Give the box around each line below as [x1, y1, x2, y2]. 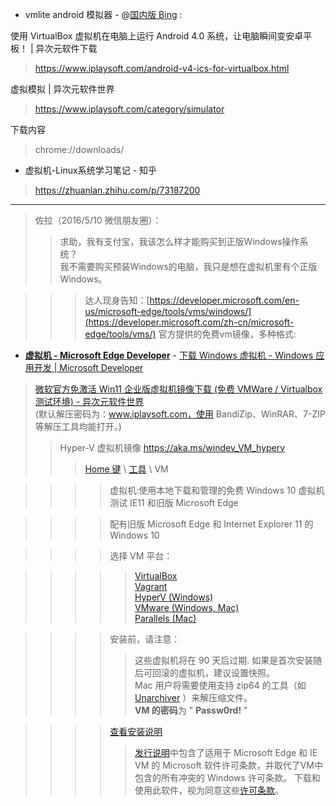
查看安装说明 [109, 726, 163, 737]
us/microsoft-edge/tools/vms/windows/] [84, 306, 252, 317]
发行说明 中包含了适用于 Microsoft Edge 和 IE [134, 747, 318, 758]
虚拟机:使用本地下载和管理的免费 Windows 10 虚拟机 [109, 484, 325, 496]
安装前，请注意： [109, 633, 181, 645]
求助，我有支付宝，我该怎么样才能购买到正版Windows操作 [59, 236, 300, 247]
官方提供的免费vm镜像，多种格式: [158, 328, 297, 340]
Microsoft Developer [59, 362, 144, 373]
